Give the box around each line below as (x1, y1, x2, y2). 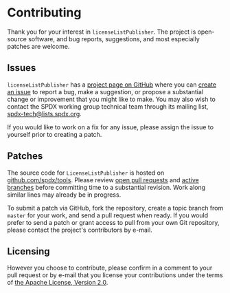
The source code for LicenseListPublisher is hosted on (7, 169, 165, 177)
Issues (7, 62, 36, 74)
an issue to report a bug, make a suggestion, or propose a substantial (7, 87, 204, 96)
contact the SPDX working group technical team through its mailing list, (7, 102, 209, 111)
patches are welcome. (7, 42, 70, 50)
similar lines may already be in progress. (7, 191, 122, 199)
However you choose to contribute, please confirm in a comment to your (7, 263, 213, 272)
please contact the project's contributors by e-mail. (7, 226, 152, 234)
